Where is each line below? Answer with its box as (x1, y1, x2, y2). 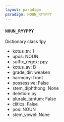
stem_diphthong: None (12, 85, 59, 91)
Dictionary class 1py (5, 38, 46, 44)
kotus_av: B (12, 64, 36, 70)
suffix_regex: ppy (12, 58, 48, 65)
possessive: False (12, 80, 49, 86)
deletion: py (12, 90, 37, 96)
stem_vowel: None (12, 112, 50, 118)
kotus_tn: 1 (12, 48, 34, 54)
